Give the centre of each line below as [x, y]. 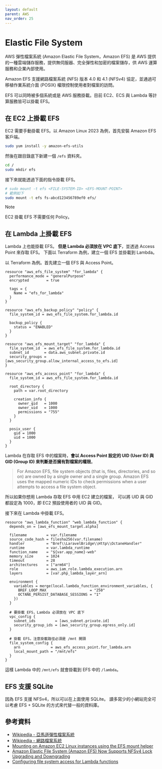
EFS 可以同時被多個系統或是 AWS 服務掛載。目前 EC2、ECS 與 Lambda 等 [79, 96]
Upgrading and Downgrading [41, 756]
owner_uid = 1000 [37, 408]
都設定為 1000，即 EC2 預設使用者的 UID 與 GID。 [55, 503]
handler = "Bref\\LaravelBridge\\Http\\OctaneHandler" [76, 544]
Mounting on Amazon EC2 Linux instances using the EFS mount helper [83, 746]
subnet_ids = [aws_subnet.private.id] [62, 621]
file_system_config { [31, 643]
